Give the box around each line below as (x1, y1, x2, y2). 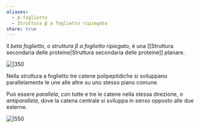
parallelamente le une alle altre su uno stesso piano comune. (6, 79, 159, 86)
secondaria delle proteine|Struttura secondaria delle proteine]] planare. (6, 49, 185, 56)
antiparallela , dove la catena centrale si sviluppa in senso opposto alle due (6, 97, 194, 104)
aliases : (6, 8, 29, 15)
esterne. (6, 104, 27, 111)
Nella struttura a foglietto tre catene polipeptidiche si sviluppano (6, 72, 168, 79)
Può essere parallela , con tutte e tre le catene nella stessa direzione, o (6, 90, 184, 98)
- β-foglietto (12, 15, 48, 21)
